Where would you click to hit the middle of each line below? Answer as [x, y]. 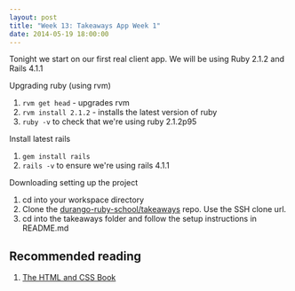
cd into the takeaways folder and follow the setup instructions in [140, 219]
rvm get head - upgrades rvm [76, 103]
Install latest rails [40, 139]
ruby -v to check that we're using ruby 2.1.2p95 [109, 122]
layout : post [33, 17]
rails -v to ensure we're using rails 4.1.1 [96, 166]
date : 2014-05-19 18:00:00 [59, 34]
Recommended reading [76, 256]
